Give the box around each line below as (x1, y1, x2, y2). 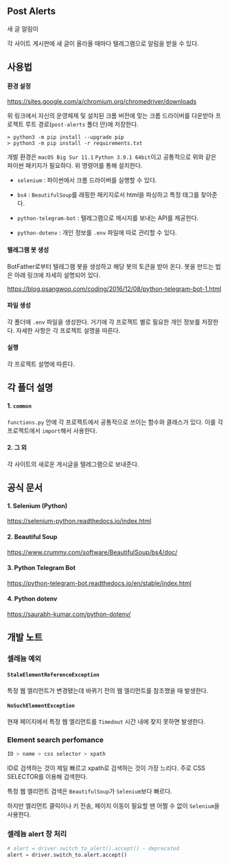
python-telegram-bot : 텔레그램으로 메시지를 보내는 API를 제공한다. (16, 214, 199, 222)
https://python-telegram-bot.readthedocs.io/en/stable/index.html (7, 579, 192, 587)
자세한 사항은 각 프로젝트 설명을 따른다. (16, 326, 121, 334)
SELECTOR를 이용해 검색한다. (7, 772, 88, 780)
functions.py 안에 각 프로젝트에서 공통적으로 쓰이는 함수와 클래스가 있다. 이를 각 (7, 417, 223, 426)
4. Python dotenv (7, 595, 58, 603)
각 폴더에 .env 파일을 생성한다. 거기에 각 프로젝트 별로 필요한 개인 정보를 (7, 318, 200, 326)
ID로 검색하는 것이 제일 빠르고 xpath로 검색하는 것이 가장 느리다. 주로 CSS (7, 763, 206, 772)
